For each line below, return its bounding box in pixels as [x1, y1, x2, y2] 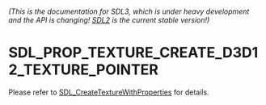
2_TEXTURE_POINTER [8, 61, 159, 78]
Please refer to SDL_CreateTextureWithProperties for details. [8, 87, 209, 97]
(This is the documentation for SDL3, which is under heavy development [8, 6, 250, 16]
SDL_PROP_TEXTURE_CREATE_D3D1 [8, 43, 259, 61]
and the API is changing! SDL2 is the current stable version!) [8, 15, 210, 24]
